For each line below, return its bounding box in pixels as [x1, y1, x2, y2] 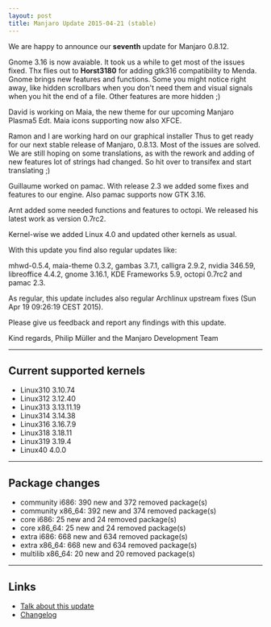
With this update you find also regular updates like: [8, 245, 177, 255]
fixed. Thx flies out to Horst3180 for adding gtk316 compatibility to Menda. [8, 65, 257, 75]
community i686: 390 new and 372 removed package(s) [19, 497, 208, 508]
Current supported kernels [8, 363, 145, 377]
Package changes [8, 476, 101, 490]
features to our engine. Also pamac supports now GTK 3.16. [8, 189, 206, 199]
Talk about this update [19, 601, 94, 611]
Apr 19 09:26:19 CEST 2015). [8, 301, 103, 311]
